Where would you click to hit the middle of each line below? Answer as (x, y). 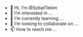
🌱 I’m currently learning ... (37, 18)
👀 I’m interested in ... (31, 13)
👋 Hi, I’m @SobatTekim (34, 8)
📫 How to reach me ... (33, 29)
